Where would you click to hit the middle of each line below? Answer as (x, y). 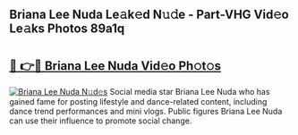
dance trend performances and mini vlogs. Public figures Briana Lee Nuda (146, 111)
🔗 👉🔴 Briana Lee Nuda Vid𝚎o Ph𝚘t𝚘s (115, 66)
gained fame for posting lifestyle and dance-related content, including (138, 101)
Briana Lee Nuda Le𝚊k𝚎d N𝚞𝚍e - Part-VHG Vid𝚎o (149, 15)
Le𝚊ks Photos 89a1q (67, 29)
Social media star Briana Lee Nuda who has (190, 92)
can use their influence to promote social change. (101, 121)
